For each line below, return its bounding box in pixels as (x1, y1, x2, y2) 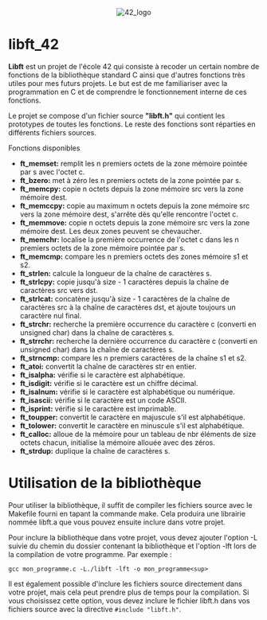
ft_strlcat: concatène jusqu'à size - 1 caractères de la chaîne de (19, 294, 230, 303)
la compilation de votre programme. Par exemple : (8, 549, 173, 559)
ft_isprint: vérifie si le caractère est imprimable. (19, 404, 177, 413)
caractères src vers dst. (19, 285, 98, 294)
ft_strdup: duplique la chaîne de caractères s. (19, 446, 171, 455)
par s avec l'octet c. (19, 167, 85, 177)
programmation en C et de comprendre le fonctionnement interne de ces (8, 87, 247, 96)
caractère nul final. (19, 310, 82, 320)
